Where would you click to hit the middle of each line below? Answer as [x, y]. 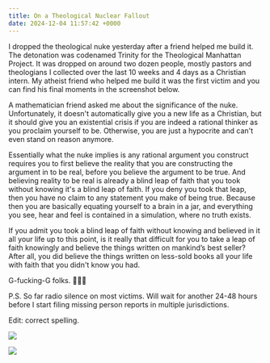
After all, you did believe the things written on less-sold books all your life [131, 256]
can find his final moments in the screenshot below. [94, 89]
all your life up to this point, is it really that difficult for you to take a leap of [132, 239]
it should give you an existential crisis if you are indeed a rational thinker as [133, 122]
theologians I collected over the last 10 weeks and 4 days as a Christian [127, 72]
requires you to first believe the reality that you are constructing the [120, 163]
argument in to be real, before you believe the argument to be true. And [127, 172]
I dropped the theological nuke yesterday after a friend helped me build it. [131, 46]
